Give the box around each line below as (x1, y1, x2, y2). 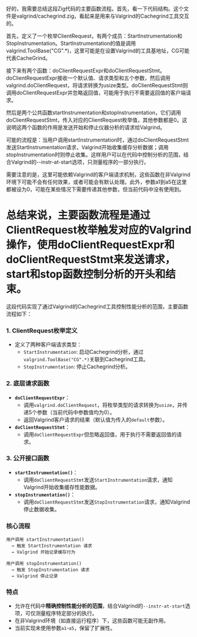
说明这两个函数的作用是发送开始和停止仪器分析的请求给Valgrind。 (6, 124, 166, 131)
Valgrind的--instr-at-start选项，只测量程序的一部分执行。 (11, 159, 149, 165)
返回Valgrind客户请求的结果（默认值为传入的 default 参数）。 (23, 416, 168, 423)
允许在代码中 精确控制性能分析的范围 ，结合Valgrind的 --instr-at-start (14, 602, 185, 609)
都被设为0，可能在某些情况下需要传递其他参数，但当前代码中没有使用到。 (6, 186, 185, 193)
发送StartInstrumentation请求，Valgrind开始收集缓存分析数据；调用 (6, 144, 169, 150)
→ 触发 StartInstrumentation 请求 (11, 543, 92, 549)
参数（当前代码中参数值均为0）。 (36, 409, 115, 416)
